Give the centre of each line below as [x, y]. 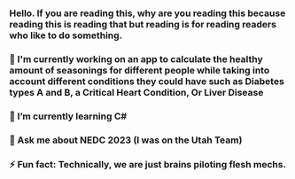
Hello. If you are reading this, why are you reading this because [147, 13]
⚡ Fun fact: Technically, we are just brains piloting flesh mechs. [147, 164]
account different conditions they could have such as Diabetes [147, 81]
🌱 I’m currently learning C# [68, 116]
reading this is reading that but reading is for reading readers [143, 24]
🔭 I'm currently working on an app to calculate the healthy [136, 58]
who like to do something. [66, 35]
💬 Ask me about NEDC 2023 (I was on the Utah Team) [126, 140]
